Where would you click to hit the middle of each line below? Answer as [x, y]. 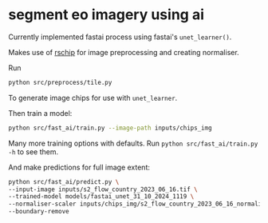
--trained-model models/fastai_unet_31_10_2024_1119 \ [101, 197]
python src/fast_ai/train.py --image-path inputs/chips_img [110, 128]
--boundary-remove [39, 212]
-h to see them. [33, 151]
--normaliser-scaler [43, 204]
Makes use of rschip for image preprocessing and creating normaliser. [124, 52]
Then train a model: [40, 113]
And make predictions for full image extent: [79, 167]
